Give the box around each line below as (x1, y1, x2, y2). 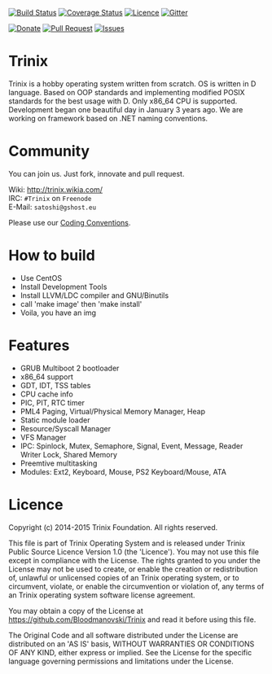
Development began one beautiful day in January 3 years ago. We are (8, 104, 243, 114)
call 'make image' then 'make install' (20, 299, 143, 309)
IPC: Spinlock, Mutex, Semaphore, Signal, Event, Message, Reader (20, 440, 243, 451)
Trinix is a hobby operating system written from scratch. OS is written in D (8, 78, 257, 89)
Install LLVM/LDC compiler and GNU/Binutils (20, 290, 169, 300)
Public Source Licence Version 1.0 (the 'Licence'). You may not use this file (8, 546, 259, 557)
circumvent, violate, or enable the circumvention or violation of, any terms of (8, 581, 265, 591)
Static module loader (20, 415, 90, 425)
